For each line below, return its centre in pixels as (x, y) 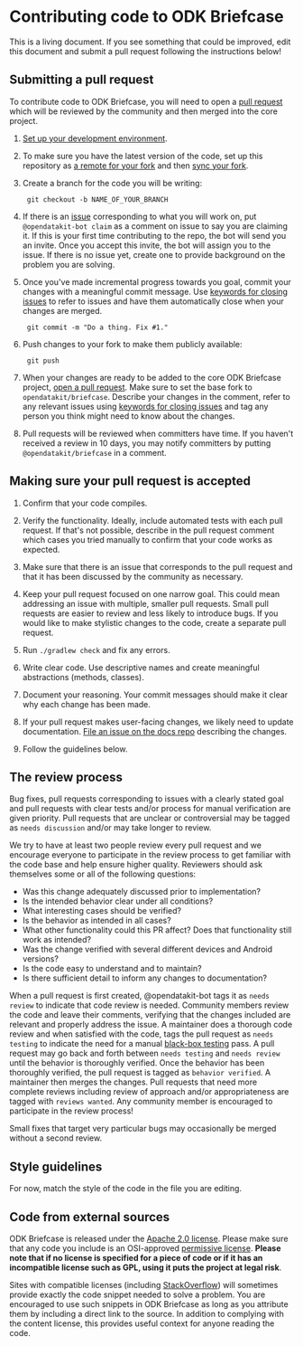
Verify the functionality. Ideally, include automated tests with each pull (152, 520)
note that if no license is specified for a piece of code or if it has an (136, 1258)
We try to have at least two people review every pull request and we (135, 845)
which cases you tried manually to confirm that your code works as (147, 539)
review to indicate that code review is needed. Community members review (149, 1005)
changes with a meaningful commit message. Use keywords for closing (155, 291)
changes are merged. (62, 310)
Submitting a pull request (82, 80)
